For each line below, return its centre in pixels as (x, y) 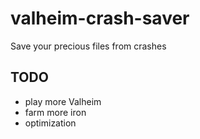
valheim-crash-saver (100, 18)
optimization (50, 123)
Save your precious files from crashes (88, 46)
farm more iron (55, 112)
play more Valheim (63, 101)
